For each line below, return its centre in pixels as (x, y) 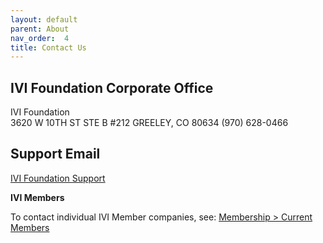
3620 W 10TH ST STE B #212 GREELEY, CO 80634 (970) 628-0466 (149, 123)
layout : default (44, 19)
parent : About (40, 29)
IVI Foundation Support (58, 178)
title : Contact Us (48, 47)
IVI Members (37, 197)
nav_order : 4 (40, 38)
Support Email (55, 154)
